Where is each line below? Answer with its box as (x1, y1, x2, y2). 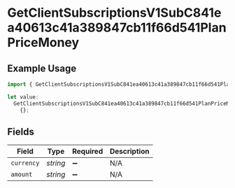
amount (10, 171, 33, 179)
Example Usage (7, 62, 77, 74)
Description (109, 147, 150, 157)
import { (7, 81, 33, 88)
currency (10, 159, 40, 167)
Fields (7, 126, 35, 138)
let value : (7, 93, 39, 101)
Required (72, 147, 104, 157)
